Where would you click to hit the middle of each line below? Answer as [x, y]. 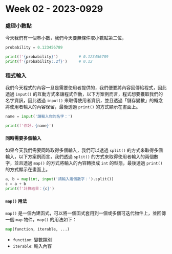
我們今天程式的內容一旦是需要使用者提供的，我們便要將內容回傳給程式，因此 [86, 88]
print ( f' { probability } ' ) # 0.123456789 [57, 57]
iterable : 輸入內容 [32, 246]
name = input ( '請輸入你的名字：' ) [39, 117]
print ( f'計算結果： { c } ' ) [30, 189]
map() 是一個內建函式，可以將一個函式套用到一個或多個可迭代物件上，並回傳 [86, 213]
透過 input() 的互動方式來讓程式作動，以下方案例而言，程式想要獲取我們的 [84, 94]
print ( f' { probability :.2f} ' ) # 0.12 [49, 62]
